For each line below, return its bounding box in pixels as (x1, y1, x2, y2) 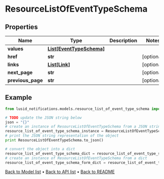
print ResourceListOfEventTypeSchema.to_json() (5, 138, 104, 143)
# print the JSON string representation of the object (5, 133, 119, 138)
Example (5, 93, 32, 102)
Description (109, 37, 138, 44)
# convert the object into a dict (5, 146, 76, 151)
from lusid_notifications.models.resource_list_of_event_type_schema (5, 106, 150, 111)
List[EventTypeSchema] (47, 45, 105, 52)
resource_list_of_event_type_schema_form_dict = (5, 160, 106, 165)
